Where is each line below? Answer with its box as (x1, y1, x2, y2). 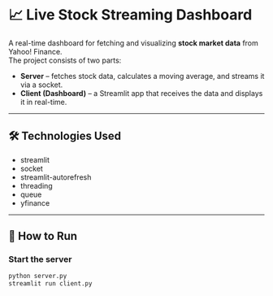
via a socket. (19, 80, 63, 89)
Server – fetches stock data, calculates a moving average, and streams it (19, 71, 265, 81)
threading (19, 181, 53, 190)
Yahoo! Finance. (8, 46, 63, 56)
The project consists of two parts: (8, 55, 122, 65)
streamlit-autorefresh (19, 172, 92, 182)
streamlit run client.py (8, 280, 93, 288)
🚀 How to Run (8, 229, 78, 243)
